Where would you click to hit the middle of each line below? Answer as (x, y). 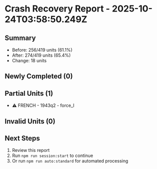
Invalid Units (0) (30, 121)
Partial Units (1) (29, 93)
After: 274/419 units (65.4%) (41, 55)
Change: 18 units (29, 60)
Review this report (31, 150)
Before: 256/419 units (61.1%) (42, 50)
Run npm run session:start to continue (52, 155)
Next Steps (22, 138)
